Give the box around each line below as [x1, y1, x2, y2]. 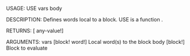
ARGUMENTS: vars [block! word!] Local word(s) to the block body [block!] [6, 39, 185, 45]
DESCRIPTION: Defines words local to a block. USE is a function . [6, 16, 163, 23]
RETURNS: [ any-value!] [6, 27, 64, 34]
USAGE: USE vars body [6, 5, 63, 12]
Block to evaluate [6, 44, 48, 51]
